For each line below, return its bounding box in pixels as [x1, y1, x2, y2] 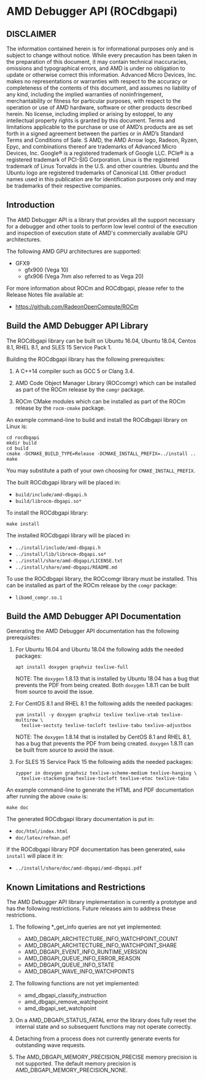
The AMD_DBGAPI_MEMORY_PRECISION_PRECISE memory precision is [15, 1053, 198, 1061]
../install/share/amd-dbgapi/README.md [15, 564, 118, 571]
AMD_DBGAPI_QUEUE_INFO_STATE [24, 961, 115, 968]
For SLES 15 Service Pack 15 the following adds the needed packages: [15, 758, 193, 766]
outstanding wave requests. [15, 1042, 86, 1049]
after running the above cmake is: [6, 793, 88, 800]
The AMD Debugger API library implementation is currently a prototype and [6, 898, 197, 906]
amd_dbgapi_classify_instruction [24, 992, 107, 999]
